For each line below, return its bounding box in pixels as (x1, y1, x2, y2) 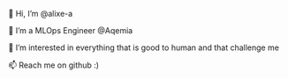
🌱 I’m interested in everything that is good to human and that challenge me (8, 42, 280, 53)
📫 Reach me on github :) (8, 60, 99, 70)
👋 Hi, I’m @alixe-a (8, 9, 73, 18)
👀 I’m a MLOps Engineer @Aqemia (8, 25, 133, 35)
